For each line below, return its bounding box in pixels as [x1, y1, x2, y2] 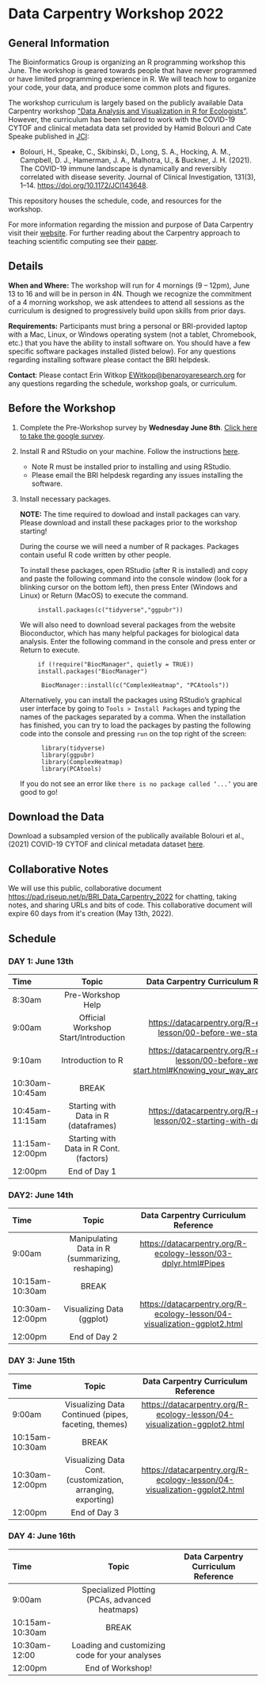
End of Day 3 [70, 1506, 120, 1518]
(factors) [75, 1152, 109, 1163]
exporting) [74, 1494, 115, 1505]
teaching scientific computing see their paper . [8, 237, 158, 246]
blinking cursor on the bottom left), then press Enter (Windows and [19, 582, 237, 591]
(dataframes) [67, 1120, 117, 1131]
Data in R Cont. [64, 1143, 120, 1154]
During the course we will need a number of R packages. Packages [19, 541, 239, 551]
